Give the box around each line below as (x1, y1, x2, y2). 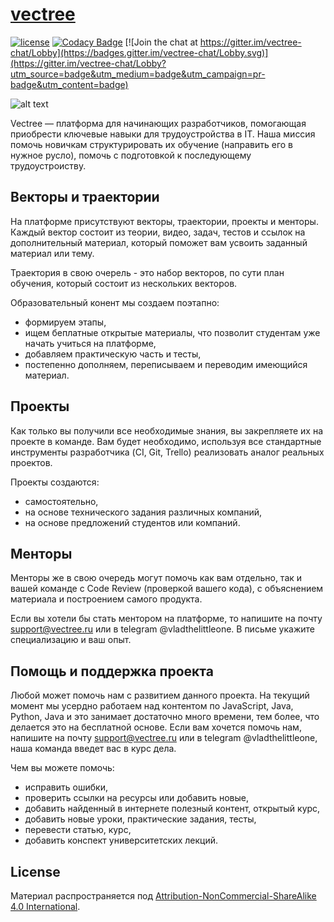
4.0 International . (10, 901, 81, 912)
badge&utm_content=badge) (10, 78, 129, 90)
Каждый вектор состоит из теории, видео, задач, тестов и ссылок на (10, 226, 306, 238)
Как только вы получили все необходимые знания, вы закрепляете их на (10, 424, 324, 437)
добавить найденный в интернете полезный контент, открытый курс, (24, 803, 321, 815)
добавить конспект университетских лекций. (24, 834, 219, 847)
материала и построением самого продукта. (10, 593, 203, 605)
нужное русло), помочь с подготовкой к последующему (10, 149, 252, 161)
